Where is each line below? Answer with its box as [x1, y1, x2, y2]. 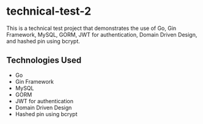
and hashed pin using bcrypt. [6, 37, 81, 45]
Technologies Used [6, 55, 81, 65]
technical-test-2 [6, 4, 92, 18]
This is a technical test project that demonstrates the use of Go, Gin [6, 24, 177, 32]
